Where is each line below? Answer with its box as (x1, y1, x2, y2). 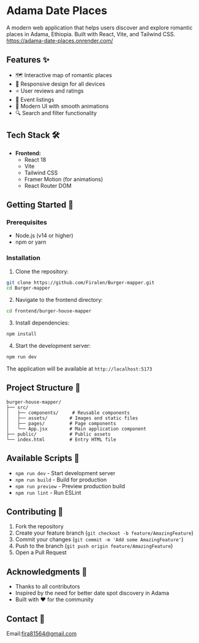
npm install (6, 331, 37, 337)
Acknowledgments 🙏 (6, 566, 88, 577)
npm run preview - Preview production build (15, 482, 126, 490)
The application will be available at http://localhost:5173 (6, 365, 152, 372)
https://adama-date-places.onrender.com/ (6, 37, 113, 44)
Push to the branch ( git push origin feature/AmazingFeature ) (15, 543, 173, 550)
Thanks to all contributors (15, 583, 81, 590)
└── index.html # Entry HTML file (6, 436, 116, 443)
